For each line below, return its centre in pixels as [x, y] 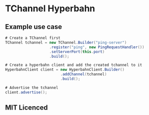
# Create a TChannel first [33, 38]
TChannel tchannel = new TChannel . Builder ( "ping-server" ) [66, 42]
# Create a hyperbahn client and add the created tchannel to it [74, 65]
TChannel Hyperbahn [50, 9]
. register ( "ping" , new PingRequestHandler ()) [97, 47]
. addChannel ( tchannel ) [83, 74]
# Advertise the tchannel [32, 87]
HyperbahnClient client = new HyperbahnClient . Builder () [65, 70]
